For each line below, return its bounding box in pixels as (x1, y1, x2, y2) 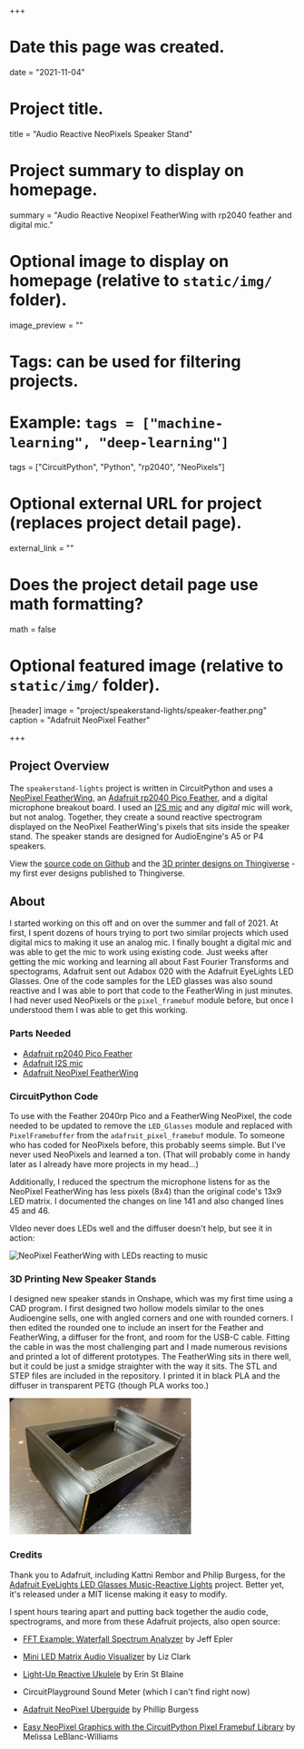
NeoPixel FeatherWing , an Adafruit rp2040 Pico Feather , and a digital (9, 791, 268, 803)
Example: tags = (9, 412, 134, 433)
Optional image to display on (9, 251, 230, 271)
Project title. (9, 99, 104, 119)
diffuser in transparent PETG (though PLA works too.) (9, 1381, 210, 1391)
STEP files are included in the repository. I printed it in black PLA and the (9, 1371, 280, 1381)
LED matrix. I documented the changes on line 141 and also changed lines (9, 1195, 284, 1206)
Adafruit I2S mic (22, 1057, 83, 1068)
